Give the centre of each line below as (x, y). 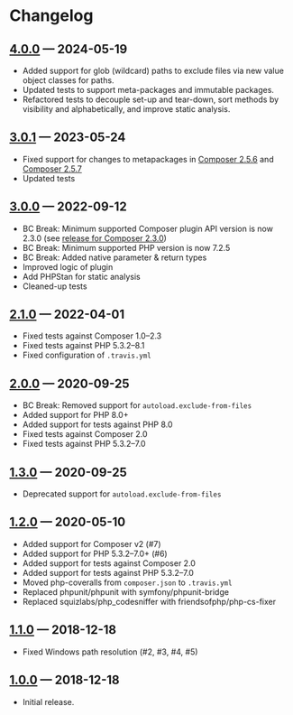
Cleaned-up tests (55, 286)
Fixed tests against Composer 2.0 (85, 434)
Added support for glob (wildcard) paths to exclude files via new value (153, 70)
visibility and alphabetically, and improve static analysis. (126, 109)
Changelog (51, 16)
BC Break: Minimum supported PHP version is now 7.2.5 (126, 247)
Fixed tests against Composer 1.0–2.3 (92, 336)
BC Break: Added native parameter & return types (114, 257)
